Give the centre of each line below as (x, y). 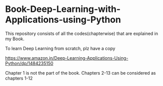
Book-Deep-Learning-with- (63, 9)
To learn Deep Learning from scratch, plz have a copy (60, 48)
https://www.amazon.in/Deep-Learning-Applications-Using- (67, 58)
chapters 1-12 (19, 78)
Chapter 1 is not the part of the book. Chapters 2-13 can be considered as (81, 73)
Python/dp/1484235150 (29, 63)
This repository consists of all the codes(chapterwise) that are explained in (81, 33)
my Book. (15, 39)
